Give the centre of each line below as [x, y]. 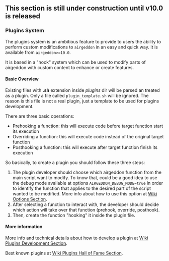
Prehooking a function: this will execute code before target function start [88, 126]
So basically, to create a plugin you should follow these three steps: [75, 162]
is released [23, 16]
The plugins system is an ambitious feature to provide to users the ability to [83, 41]
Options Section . [30, 199]
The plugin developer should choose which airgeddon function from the [87, 172]
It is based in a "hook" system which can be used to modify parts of [75, 62]
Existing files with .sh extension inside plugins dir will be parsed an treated [82, 90]
